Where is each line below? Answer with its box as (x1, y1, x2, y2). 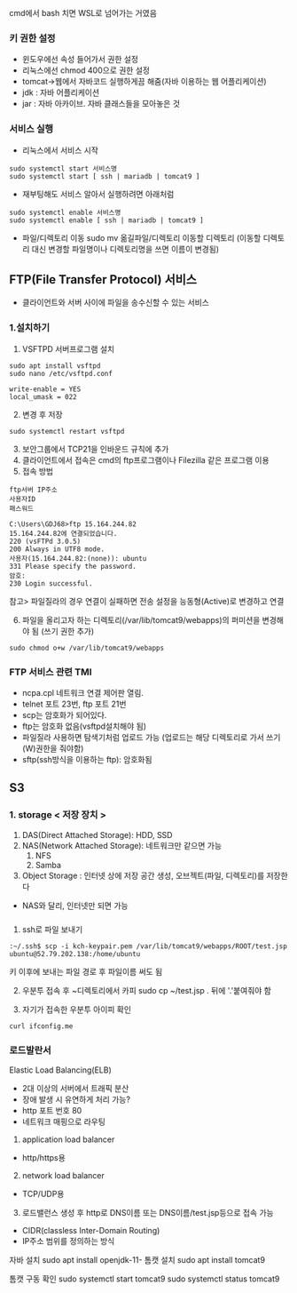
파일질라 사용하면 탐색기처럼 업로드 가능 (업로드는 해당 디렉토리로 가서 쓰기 (21, 732, 281, 742)
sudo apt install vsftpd (9, 361, 101, 371)
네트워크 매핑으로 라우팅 (21, 1116, 106, 1127)
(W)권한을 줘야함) (21, 743, 84, 754)
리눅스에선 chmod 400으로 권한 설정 (21, 65, 151, 76)
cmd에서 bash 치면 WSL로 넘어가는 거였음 (9, 8, 158, 18)
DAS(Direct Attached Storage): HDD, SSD (21, 829, 173, 840)
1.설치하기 (9, 322, 51, 334)
